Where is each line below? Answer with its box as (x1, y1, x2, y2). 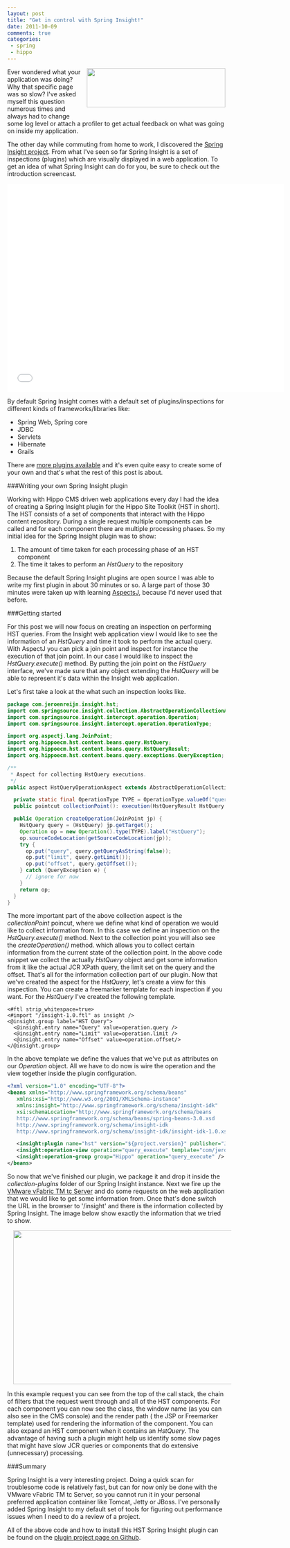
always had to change (7, 112, 71, 120)
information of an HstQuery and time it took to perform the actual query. (7, 637, 212, 645)
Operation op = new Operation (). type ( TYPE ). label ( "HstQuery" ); (19, 828, 206, 835)
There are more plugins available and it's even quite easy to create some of (7, 460, 222, 469)
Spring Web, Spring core (17, 417, 88, 426)
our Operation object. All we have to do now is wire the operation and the (7, 1062, 216, 1070)
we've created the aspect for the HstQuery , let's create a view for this (7, 978, 206, 986)
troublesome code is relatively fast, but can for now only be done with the (7, 1483, 217, 1491)
